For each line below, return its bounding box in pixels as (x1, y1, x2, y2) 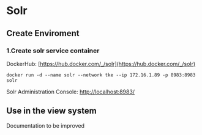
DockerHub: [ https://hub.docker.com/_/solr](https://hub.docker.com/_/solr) (6, 60, 196, 67)
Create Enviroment (6, 28, 80, 38)
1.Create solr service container (6, 46, 100, 55)
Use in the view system (6, 106, 97, 116)
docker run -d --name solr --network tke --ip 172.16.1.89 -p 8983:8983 (6, 71, 196, 78)
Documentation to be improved (6, 122, 84, 129)
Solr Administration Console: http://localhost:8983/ (6, 88, 135, 95)
